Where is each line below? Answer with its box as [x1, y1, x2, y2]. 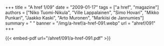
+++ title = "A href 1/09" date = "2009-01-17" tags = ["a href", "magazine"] [5, 4, 159, 10]
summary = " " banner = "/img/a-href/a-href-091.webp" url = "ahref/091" [5, 20, 156, 26]
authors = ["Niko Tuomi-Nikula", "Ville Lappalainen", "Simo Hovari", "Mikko [5, 9, 159, 15]
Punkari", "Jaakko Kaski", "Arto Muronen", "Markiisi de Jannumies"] [5, 15, 144, 20]
